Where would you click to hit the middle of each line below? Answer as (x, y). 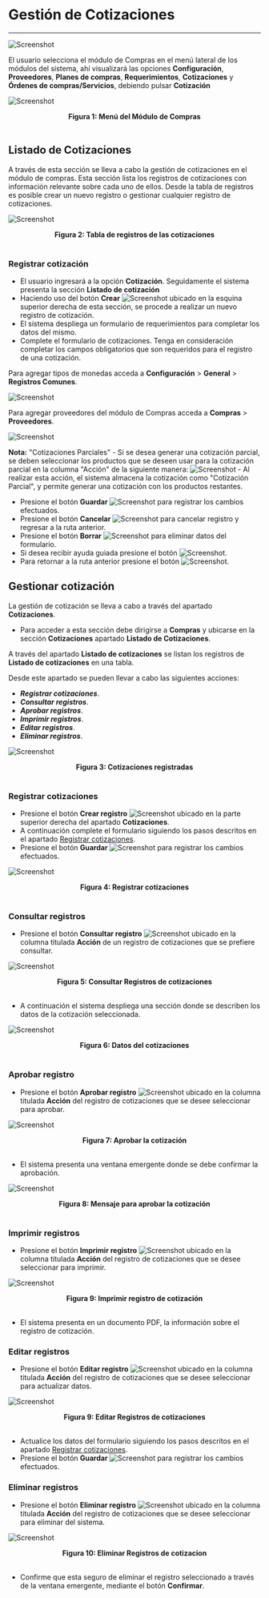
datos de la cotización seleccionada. (80, 1014)
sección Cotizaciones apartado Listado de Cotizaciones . (115, 638)
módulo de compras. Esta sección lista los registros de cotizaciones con (127, 178)
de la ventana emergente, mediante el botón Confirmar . (112, 1585)
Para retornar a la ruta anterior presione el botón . (124, 561)
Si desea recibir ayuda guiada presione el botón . (123, 553)
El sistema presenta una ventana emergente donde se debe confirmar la (139, 1164)
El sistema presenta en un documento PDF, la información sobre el (130, 1323)
